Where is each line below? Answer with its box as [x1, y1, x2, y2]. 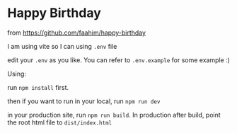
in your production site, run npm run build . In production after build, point [7, 110, 221, 119]
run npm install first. [7, 83, 69, 91]
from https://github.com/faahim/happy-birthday [7, 28, 146, 37]
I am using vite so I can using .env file [7, 42, 117, 50]
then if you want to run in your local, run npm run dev [7, 97, 161, 105]
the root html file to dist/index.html [7, 118, 112, 127]
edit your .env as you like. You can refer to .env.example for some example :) [7, 55, 230, 64]
